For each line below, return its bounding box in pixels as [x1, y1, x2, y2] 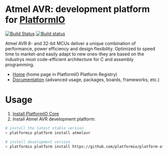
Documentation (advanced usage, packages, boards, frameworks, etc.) [12, 76, 160, 82]
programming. [5, 61, 34, 67]
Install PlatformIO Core [12, 110, 59, 116]
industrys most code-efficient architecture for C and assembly [5, 56, 134, 62]
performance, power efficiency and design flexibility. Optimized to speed [5, 45, 155, 51]
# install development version [5, 139, 70, 144]
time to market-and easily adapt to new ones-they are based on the [5, 51, 144, 57]
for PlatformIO [5, 14, 65, 25]
